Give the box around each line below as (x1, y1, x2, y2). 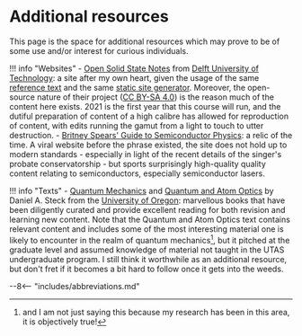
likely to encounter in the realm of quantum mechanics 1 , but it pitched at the (9, 233, 290, 245)
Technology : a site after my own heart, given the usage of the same (9, 72, 260, 83)
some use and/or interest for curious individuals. (9, 45, 189, 56)
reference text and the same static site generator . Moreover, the (9, 82, 245, 93)
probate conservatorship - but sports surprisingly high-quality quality (9, 158, 267, 169)
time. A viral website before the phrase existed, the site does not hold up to (9, 139, 288, 150)
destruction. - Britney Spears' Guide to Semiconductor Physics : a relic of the (9, 129, 293, 140)
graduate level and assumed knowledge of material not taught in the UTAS (9, 244, 285, 255)
